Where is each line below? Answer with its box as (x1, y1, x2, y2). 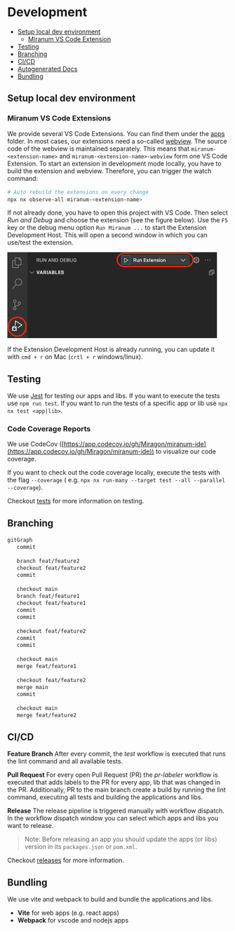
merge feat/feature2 (16, 712, 77, 719)
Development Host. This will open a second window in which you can (7, 231, 208, 239)
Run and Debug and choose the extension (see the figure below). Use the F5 (7, 216, 228, 224)
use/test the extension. (7, 238, 74, 247)
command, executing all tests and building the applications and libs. (7, 793, 203, 801)
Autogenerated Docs (17, 64, 78, 73)
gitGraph (7, 537, 33, 544)
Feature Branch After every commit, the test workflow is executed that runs (7, 749, 226, 758)
